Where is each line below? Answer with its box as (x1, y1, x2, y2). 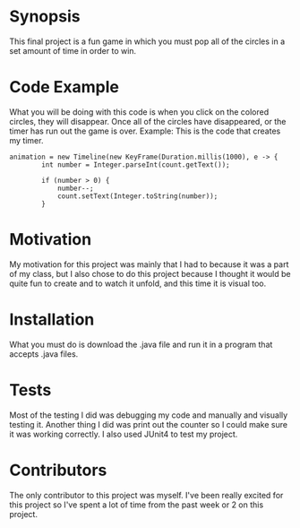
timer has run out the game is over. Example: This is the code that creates (9, 126, 281, 136)
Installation (9, 309, 95, 329)
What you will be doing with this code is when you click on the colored (9, 106, 270, 117)
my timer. (9, 134, 44, 145)
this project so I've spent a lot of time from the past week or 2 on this (9, 499, 264, 510)
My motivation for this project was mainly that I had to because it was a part (9, 258, 289, 270)
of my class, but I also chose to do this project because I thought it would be (9, 268, 291, 279)
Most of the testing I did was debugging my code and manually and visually (9, 410, 288, 420)
